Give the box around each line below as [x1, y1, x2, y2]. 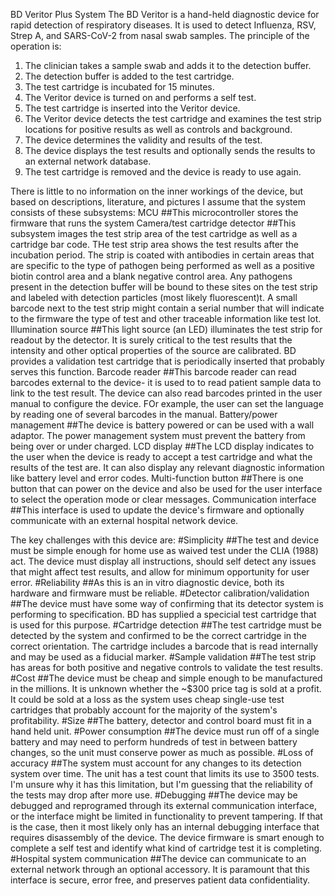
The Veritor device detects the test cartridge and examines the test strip [24, 113, 322, 124]
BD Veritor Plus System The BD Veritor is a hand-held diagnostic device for [10, 9, 320, 20]
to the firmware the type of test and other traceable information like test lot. [10, 313, 322, 324]
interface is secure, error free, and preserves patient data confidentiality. [10, 874, 311, 886]
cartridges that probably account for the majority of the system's [10, 704, 278, 716]
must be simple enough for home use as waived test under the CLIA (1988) [10, 545, 319, 556]
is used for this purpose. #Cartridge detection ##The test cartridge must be [10, 619, 322, 631]
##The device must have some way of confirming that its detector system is [10, 598, 324, 609]
